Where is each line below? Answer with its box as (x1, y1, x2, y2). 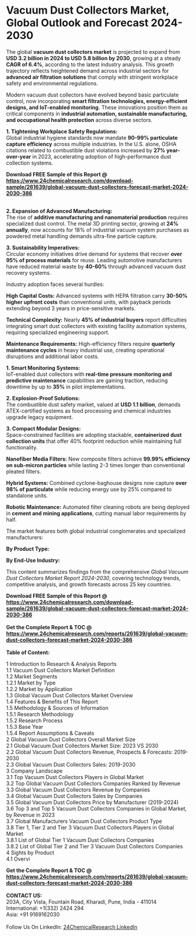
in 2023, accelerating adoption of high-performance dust (32, 153, 171, 160)
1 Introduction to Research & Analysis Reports (6, 660, 117, 667)
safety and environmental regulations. (6, 79, 99, 86)
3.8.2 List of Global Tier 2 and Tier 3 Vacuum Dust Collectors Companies (6, 842, 183, 850)
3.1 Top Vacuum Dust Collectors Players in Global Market (6, 773, 144, 780)
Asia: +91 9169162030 (6, 911, 60, 918)
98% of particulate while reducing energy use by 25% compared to (6, 485, 172, 493)
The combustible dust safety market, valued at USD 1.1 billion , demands (6, 401, 181, 408)
